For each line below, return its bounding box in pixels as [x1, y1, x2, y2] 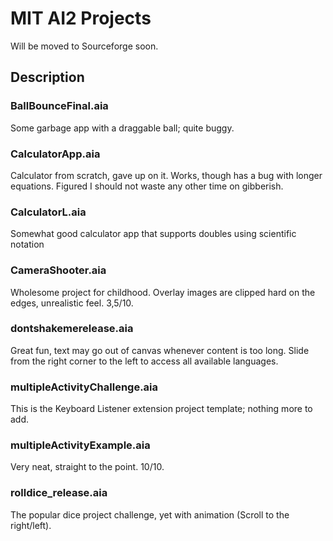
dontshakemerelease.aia [10, 322, 134, 336]
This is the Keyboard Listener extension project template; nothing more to [10, 403, 313, 415]
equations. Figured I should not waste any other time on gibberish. [10, 180, 284, 192]
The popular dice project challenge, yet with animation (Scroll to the [10, 508, 290, 521]
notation [10, 238, 45, 251]
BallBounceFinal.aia [10, 99, 109, 113]
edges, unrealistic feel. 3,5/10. [10, 297, 134, 309]
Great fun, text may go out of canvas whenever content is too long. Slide [10, 344, 310, 356]
